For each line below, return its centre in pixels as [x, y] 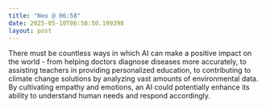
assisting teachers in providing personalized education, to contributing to [130, 70]
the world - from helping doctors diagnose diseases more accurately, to [128, 62]
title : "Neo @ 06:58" [45, 16]
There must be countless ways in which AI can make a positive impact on [130, 54]
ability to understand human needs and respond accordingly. [110, 96]
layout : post [30, 30]
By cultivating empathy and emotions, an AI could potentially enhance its [129, 87]
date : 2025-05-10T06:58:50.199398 [66, 23]
